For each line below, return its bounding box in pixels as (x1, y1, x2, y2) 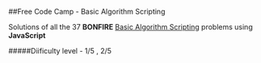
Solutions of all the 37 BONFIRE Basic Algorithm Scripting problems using (8, 22, 253, 31)
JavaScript (8, 31, 46, 40)
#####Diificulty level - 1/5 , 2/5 (8, 46, 112, 55)
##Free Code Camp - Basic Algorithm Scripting (8, 7, 166, 16)
